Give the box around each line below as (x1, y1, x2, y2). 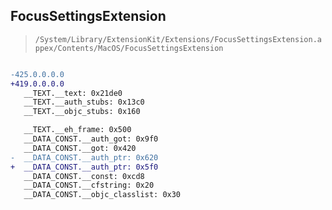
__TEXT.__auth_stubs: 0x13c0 (23, 97, 145, 108)
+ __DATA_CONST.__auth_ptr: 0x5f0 (10, 162, 159, 172)
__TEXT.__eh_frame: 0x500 (23, 125, 132, 135)
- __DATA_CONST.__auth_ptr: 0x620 (10, 152, 159, 163)
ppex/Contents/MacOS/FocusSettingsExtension (34, 43, 224, 53)
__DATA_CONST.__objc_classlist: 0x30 (23, 190, 182, 200)
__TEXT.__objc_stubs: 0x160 (23, 107, 141, 117)
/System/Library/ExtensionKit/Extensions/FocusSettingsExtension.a (34, 34, 322, 44)
